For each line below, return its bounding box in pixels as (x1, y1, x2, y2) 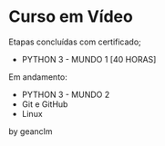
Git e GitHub (21, 98, 68, 110)
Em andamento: (8, 71, 67, 83)
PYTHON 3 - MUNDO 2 (21, 89, 110, 100)
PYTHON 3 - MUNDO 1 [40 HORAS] (21, 54, 157, 64)
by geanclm (8, 125, 53, 137)
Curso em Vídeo (8, 6, 133, 27)
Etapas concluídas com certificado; (8, 36, 142, 47)
